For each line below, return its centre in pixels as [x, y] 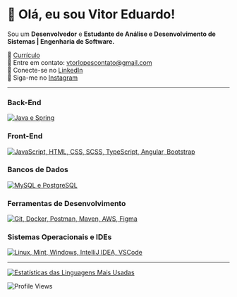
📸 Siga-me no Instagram [43, 78]
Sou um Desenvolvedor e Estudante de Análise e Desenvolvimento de [112, 34]
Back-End [24, 102]
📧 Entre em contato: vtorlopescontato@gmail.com [80, 62]
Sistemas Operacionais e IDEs [60, 237]
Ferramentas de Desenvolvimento [67, 203]
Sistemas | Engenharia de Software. [61, 41]
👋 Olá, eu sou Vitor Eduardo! [91, 14]
